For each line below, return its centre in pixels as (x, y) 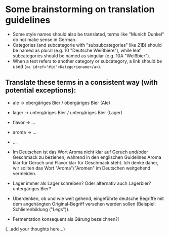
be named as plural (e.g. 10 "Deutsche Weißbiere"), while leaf (77, 50)
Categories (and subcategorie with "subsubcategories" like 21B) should (87, 45)
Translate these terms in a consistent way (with (81, 82)
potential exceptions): (41, 91)
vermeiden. (24, 173)
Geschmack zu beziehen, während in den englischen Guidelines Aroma (87, 157)
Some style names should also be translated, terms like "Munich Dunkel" (88, 34)
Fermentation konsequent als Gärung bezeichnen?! (66, 219)
